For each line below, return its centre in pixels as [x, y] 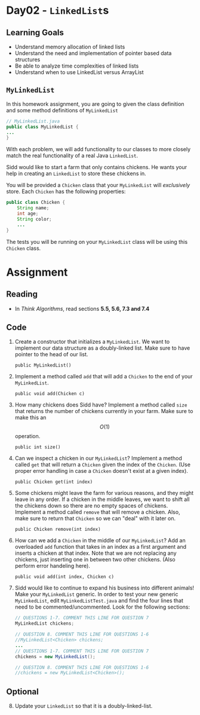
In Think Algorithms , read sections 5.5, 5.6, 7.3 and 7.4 [82, 308]
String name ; [33, 208]
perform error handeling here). [53, 566]
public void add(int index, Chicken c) [64, 577]
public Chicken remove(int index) [58, 530]
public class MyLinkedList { [42, 127]
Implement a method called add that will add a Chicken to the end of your [104, 377]
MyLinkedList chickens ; [44, 624]
